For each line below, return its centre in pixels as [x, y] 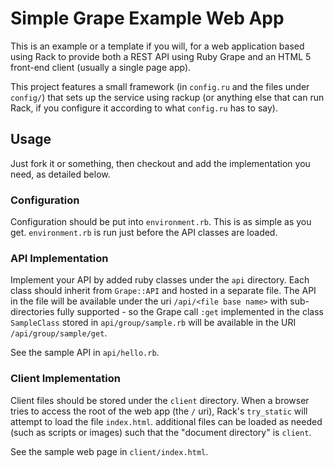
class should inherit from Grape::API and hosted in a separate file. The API [163, 291]
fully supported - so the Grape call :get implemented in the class [190, 312]
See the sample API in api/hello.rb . [85, 353]
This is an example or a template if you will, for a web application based [157, 46]
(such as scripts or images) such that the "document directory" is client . [161, 432]
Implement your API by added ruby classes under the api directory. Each [160, 280]
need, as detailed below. [60, 174]
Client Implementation [65, 379]
